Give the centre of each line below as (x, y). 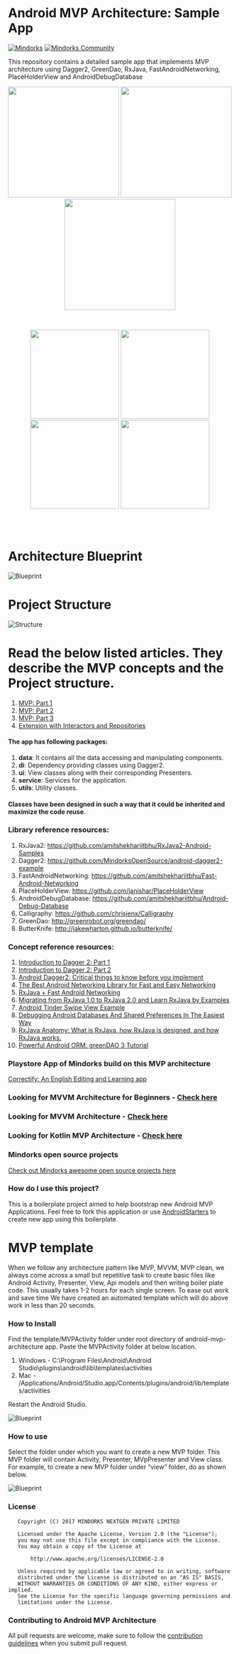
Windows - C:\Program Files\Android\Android (85, 1361)
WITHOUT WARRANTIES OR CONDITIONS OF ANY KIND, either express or (118, 1584)
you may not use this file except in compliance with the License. (119, 1540)
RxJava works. (40, 1038)
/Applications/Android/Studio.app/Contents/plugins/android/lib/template (124, 1383)
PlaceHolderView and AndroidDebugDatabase (76, 77)
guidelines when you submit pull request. (68, 1643)
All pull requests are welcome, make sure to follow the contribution (106, 1636)
